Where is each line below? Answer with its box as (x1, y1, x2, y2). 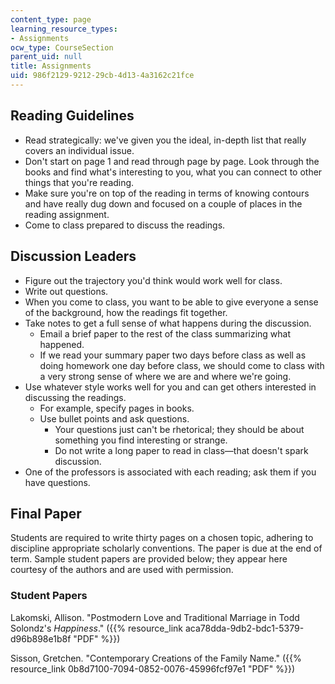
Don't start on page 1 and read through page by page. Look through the (24, 155, 320, 167)
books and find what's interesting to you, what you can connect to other (24, 166, 323, 178)
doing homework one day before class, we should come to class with (39, 359, 325, 371)
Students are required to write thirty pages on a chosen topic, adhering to (10, 532, 314, 544)
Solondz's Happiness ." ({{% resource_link (10, 622, 184, 634)
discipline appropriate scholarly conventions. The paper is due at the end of (10, 542, 323, 555)
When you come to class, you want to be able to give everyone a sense (24, 296, 319, 308)
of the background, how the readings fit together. (24, 306, 228, 318)
